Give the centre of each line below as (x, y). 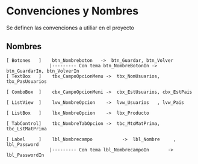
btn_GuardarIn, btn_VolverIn (43, 71)
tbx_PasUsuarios (26, 81)
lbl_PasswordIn (25, 155)
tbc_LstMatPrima (26, 129)
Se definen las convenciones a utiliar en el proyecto (70, 28)
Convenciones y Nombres (73, 11)
